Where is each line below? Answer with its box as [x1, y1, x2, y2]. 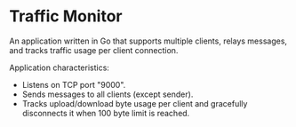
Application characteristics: [9, 62, 109, 73]
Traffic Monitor [9, 6, 123, 27]
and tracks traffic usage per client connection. [9, 44, 179, 55]
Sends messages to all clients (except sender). [21, 89, 194, 99]
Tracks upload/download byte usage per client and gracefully [21, 98, 248, 108]
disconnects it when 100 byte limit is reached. [21, 107, 190, 118]
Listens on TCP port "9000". [21, 79, 126, 90]
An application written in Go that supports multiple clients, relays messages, [9, 36, 287, 46]
